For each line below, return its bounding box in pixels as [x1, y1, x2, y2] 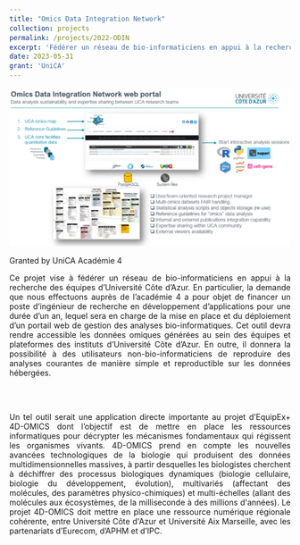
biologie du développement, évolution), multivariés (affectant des [9, 478, 291, 489]
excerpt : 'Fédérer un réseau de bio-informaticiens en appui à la [9, 43, 262, 52]
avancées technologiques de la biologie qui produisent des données [9, 449, 291, 460]
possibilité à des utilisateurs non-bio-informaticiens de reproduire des [9, 348, 291, 359]
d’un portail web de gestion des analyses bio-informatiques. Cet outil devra [9, 320, 291, 331]
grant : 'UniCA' [9, 62, 66, 71]
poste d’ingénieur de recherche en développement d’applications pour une [9, 300, 291, 312]
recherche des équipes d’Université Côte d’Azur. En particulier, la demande [9, 281, 291, 292]
